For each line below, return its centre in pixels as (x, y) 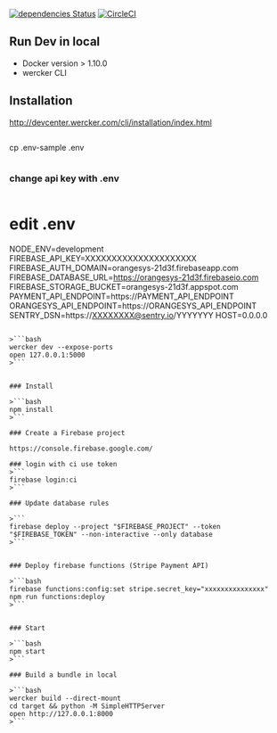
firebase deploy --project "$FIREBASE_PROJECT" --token (115, 526)
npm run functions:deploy (57, 597)
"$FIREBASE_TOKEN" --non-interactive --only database (111, 534)
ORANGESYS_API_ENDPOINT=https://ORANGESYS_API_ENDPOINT (133, 305)
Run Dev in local (55, 41)
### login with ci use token (63, 464)
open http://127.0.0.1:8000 (61, 713)
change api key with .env (65, 178)
